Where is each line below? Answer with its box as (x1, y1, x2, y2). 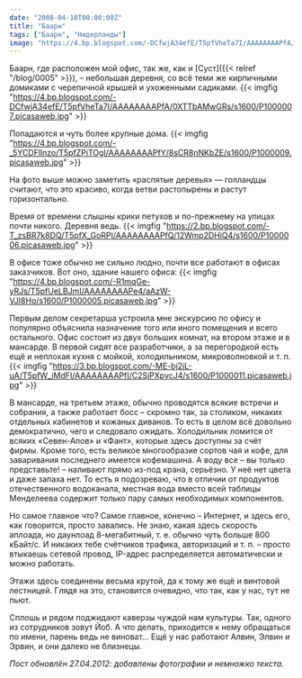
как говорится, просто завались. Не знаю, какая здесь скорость (9, 520, 258, 531)
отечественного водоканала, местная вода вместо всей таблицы (9, 484, 261, 494)
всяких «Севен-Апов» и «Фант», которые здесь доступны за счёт (9, 436, 262, 447)
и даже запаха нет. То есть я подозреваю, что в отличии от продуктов (9, 474, 280, 484)
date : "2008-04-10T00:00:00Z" (9, 13, 123, 23)
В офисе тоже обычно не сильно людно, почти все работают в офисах (9, 258, 280, 268)
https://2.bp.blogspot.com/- (165, 221, 270, 231)
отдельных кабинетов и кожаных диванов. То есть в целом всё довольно (9, 416, 292, 428)
